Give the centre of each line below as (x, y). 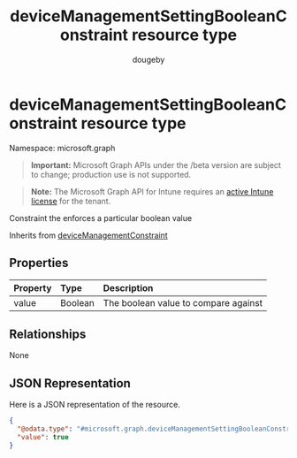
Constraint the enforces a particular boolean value (101, 218)
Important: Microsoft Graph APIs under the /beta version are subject (156, 164)
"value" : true (43, 437)
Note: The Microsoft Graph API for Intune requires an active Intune (152, 191)
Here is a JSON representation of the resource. (95, 405)
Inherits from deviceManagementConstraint (88, 235)
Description (128, 287)
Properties (39, 263)
